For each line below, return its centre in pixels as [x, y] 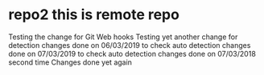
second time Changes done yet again [70, 62]
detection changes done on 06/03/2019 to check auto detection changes [130, 45]
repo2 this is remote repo [94, 15]
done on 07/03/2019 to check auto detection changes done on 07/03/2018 [132, 53]
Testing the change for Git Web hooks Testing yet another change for [123, 37]
